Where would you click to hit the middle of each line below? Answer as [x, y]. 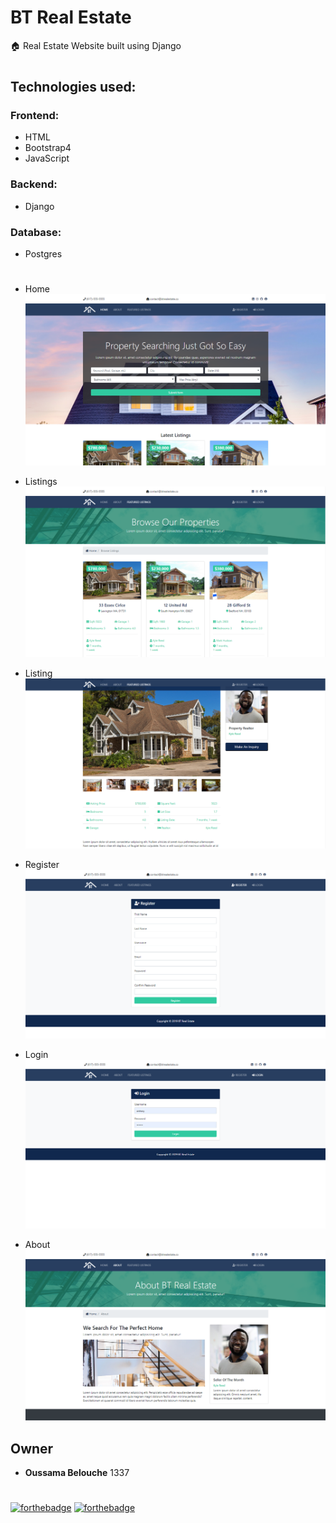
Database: [36, 232]
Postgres [43, 254]
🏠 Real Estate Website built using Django [96, 45]
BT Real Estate [71, 17]
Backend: [34, 184]
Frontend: [35, 116]
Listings [41, 481]
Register [42, 865]
